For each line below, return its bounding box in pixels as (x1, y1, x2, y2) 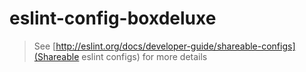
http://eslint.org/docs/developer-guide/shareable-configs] (55, 40, 296, 52)
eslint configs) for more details (81, 50, 208, 62)
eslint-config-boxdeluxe (9, 7, 217, 30)
